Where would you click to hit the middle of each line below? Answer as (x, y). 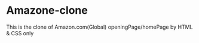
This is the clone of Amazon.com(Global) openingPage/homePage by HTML (99, 27)
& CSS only (20, 33)
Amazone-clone (47, 10)
